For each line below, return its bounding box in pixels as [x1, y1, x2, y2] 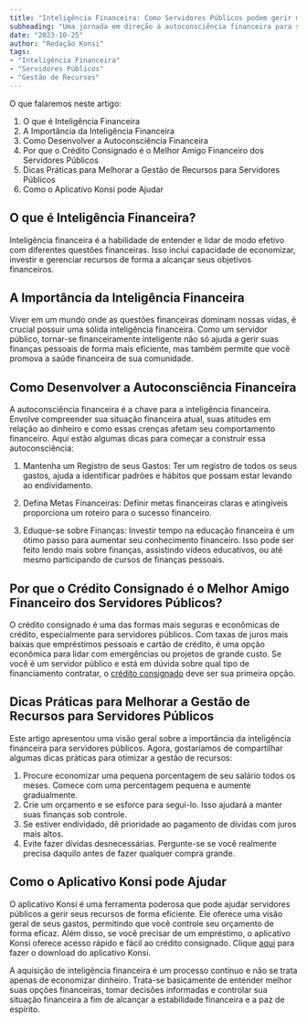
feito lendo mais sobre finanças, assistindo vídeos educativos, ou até [22, 545, 283, 556]
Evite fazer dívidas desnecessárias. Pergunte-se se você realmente [22, 837, 277, 848]
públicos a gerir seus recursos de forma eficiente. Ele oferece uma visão [9, 908, 283, 919]
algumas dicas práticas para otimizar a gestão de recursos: [9, 752, 233, 763]
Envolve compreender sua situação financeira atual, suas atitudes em [9, 413, 271, 425]
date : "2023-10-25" [9, 30, 84, 39]
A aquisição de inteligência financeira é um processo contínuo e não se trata [9, 965, 298, 976]
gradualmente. [22, 789, 78, 800]
